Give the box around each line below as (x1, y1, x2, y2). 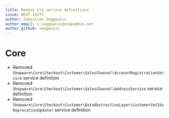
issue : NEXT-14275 (5, 12, 44, 17)
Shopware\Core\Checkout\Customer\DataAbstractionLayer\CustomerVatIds (12, 102, 164, 108)
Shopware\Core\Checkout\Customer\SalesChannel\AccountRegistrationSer (12, 71, 164, 76)
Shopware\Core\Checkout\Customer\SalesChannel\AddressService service (12, 86, 163, 92)
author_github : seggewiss (5, 26, 60, 31)
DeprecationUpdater (12, 108, 54, 113)
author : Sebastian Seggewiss (5, 17, 67, 22)
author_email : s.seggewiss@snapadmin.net (5, 21, 94, 27)
